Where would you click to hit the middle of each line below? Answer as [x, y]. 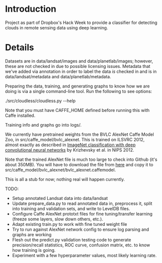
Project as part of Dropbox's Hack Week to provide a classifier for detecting [81, 22]
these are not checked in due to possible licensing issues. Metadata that [78, 66]
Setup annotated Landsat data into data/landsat [60, 198]
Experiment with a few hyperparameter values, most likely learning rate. [84, 255]
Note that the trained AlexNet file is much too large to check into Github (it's [81, 159]
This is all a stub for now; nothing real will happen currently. [65, 179]
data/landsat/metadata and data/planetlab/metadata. [58, 76]
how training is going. [34, 250]
